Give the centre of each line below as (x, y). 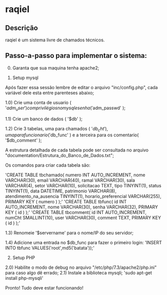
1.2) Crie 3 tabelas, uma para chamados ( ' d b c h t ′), (57, 129)
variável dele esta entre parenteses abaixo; (50, 93)
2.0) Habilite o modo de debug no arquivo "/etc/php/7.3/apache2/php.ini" (81, 267)
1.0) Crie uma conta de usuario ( (38, 102)
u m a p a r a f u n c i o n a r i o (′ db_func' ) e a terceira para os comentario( (72, 135)
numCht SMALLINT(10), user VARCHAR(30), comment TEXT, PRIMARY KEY (83, 218)
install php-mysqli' (24, 278)
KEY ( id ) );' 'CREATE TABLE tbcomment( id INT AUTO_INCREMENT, (76, 212)
